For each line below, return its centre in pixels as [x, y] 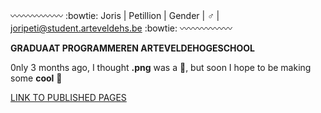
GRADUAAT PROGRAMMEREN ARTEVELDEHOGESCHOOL [132, 48]
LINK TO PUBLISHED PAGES [68, 97]
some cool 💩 [36, 78]
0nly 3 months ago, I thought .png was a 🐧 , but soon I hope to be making [161, 67]
